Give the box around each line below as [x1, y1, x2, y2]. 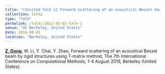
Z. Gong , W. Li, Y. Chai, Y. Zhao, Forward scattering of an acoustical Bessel [5, 48, 158, 54]
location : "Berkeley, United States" [5, 35, 82, 40]
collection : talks [5, 12, 43, 17]
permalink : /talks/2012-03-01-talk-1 [5, 21, 82, 26]
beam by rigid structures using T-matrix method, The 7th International [5, 53, 146, 59]
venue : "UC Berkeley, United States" [5, 25, 82, 30]
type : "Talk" [5, 16, 32, 21]
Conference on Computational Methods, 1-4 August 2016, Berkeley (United [5, 58, 157, 64]
